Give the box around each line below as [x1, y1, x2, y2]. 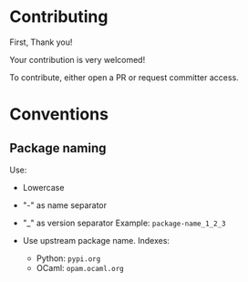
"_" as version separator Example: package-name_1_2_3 [22, 217, 226, 228]
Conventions [9, 104, 109, 125]
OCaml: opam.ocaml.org [36, 262, 125, 273]
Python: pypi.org [36, 253, 101, 264]
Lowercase [22, 182, 65, 193]
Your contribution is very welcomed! [9, 54, 146, 65]
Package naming [9, 140, 107, 156]
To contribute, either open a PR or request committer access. [9, 71, 239, 83]
